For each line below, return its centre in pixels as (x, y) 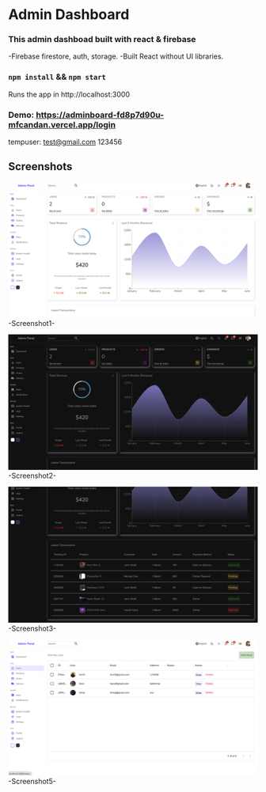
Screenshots (40, 167)
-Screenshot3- (32, 628)
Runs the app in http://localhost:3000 (69, 94)
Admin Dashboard (69, 15)
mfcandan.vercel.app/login (62, 124)
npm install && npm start (57, 77)
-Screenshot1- (32, 323)
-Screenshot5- (32, 781)
